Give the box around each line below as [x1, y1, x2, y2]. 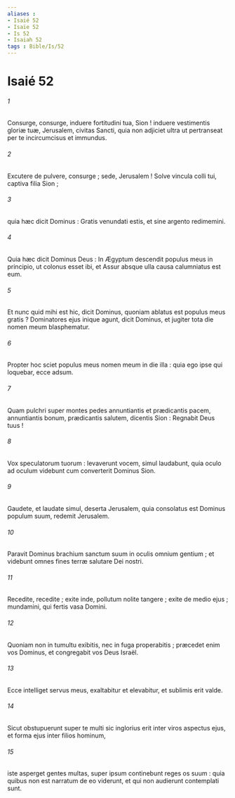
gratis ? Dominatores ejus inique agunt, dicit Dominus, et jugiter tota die [7, 315, 214, 324]
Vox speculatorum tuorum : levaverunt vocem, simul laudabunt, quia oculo [7, 459, 222, 467]
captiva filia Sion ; [7, 179, 59, 187]
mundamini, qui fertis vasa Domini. [7, 602, 107, 611]
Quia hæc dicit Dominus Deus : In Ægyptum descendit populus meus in [7, 255, 213, 263]
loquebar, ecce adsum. [7, 368, 74, 376]
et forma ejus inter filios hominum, [7, 731, 107, 740]
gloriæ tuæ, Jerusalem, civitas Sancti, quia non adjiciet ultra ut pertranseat [7, 126, 223, 134]
